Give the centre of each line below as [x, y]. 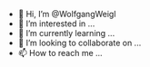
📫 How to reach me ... [60, 53]
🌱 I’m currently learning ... [66, 33]
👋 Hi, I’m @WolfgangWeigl [67, 14]
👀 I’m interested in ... [56, 24]
